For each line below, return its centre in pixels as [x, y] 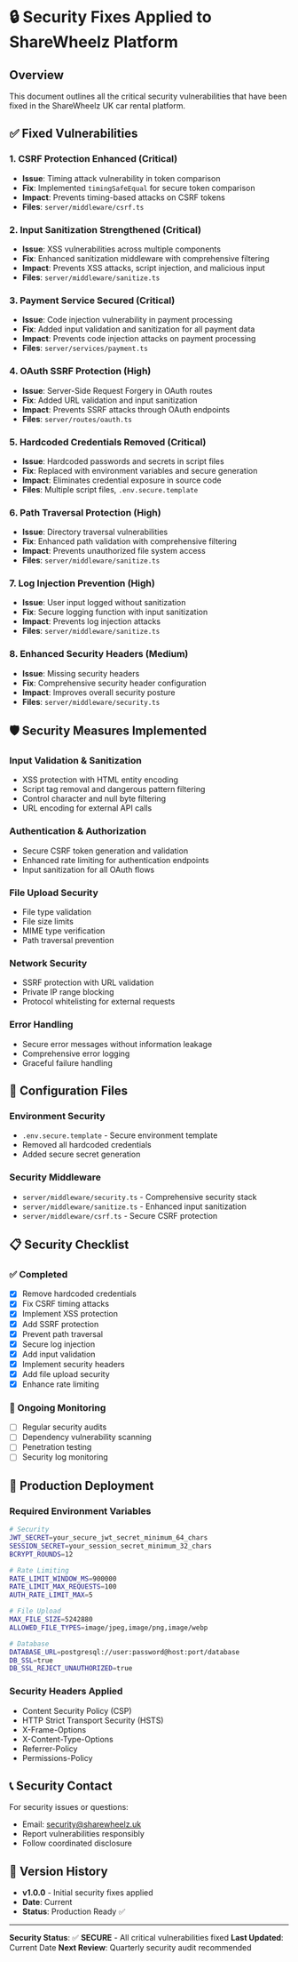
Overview [37, 75]
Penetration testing [57, 1447]
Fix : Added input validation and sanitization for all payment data [138, 329]
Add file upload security [66, 1373]
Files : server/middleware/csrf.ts [83, 206]
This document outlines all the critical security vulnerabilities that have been [148, 96]
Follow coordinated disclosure [77, 1843]
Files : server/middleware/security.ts [91, 701]
